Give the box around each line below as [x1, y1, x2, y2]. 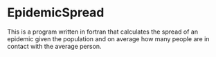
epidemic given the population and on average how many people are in [7, 34, 210, 43]
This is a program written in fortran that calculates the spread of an [7, 27, 199, 36]
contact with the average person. [7, 42, 102, 50]
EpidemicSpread [7, 5, 105, 21]
